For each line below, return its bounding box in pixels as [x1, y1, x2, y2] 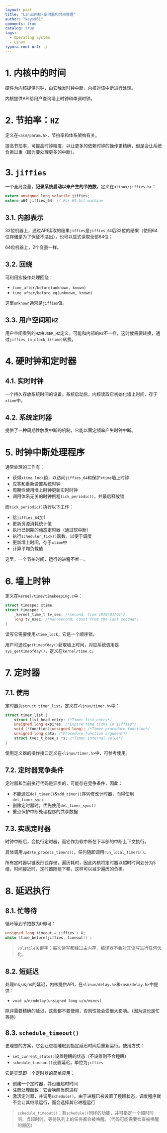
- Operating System [9, 35, 50, 40]
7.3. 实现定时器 [5, 825, 51, 833]
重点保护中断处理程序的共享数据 [12, 808, 78, 814]
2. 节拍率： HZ [5, 115, 60, 126]
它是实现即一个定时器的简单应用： [5, 1070, 75, 1076]
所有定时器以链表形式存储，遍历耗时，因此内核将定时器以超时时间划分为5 [5, 860, 156, 866]
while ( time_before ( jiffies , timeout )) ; [5, 935, 92, 940]
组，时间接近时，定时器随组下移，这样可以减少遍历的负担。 [5, 866, 127, 872]
